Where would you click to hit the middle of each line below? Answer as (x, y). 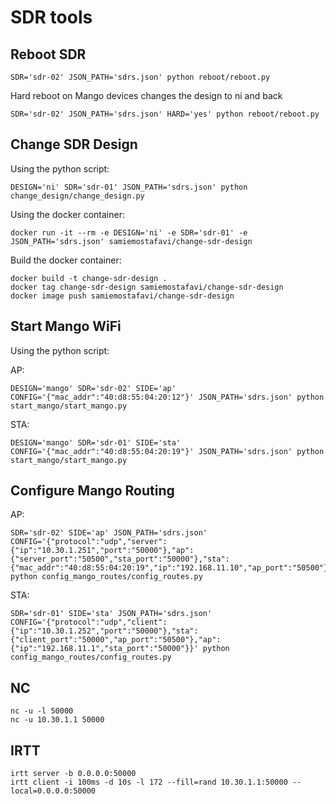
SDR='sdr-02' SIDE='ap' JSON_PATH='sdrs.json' (109, 533)
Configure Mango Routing (92, 491)
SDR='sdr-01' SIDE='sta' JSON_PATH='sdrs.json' (111, 614)
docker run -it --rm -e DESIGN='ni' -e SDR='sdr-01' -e (129, 232)
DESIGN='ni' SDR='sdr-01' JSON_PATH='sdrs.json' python (129, 187)
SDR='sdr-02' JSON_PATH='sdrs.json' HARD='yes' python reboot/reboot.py (165, 114)
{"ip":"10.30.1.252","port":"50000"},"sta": (104, 631)
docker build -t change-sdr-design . (89, 278)
